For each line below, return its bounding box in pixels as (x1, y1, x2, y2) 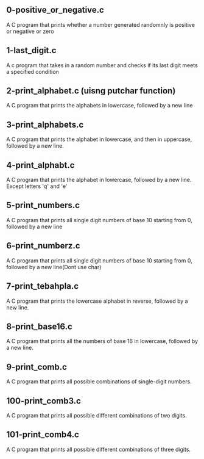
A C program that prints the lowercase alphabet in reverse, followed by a (6, 297, 188, 305)
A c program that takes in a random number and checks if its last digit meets (6, 61, 198, 69)
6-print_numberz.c (6, 240, 80, 251)
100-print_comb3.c (6, 396, 81, 406)
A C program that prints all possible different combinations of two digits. (6, 411, 187, 419)
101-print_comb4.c (6, 430, 79, 440)
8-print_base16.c (6, 321, 73, 331)
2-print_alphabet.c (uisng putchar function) (6, 85, 176, 96)
